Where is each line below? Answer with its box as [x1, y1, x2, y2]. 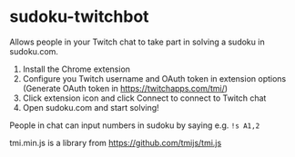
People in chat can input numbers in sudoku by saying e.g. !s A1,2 [9, 120, 260, 131]
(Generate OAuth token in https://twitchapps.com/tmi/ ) [22, 83, 229, 93]
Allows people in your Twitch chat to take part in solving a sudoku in [9, 36, 266, 47]
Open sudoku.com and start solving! [22, 102, 159, 113]
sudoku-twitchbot [9, 6, 149, 27]
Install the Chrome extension [22, 64, 130, 74]
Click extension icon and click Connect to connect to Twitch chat [22, 93, 267, 103]
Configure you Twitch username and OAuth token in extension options [22, 73, 287, 83]
